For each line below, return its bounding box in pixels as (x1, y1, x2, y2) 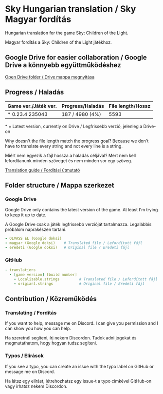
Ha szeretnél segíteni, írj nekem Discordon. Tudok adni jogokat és (5, 335, 137, 341)
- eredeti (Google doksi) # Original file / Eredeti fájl (5, 245, 130, 250)
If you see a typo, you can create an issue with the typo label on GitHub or (5, 363, 154, 369)
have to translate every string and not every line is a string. (5, 143, 123, 149)
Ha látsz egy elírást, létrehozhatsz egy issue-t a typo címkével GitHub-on (5, 378, 152, 384)
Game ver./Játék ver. (7, 102, 57, 109)
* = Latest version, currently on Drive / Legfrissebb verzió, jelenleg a (5, 123, 143, 129)
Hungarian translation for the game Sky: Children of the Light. (5, 30, 128, 36)
